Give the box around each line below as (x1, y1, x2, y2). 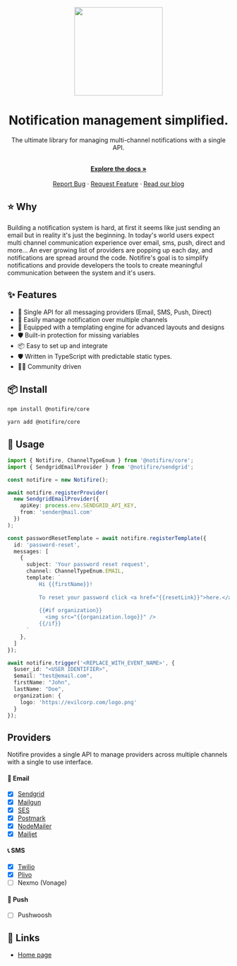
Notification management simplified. (8, 113, 229, 129)
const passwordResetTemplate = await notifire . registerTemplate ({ (7, 534, 207, 541)
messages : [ (13, 548, 49, 555)
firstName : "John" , (13, 679, 71, 686)
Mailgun (17, 798, 42, 806)
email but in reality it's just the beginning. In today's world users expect (7, 231, 214, 239)
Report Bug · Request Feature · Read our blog (52, 179, 185, 188)
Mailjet (17, 829, 37, 838)
